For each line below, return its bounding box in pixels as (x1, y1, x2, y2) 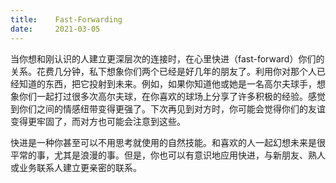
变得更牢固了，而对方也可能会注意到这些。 (10, 115, 186, 127)
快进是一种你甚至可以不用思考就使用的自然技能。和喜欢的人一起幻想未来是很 (10, 136, 326, 148)
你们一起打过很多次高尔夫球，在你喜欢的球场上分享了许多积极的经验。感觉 (18, 90, 326, 102)
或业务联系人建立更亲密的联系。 (10, 161, 142, 173)
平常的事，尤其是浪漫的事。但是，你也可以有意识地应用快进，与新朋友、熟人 (10, 149, 326, 161)
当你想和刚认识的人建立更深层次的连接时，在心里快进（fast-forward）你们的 (10, 52, 325, 65)
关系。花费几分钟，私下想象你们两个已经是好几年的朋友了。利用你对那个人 (10, 65, 317, 77)
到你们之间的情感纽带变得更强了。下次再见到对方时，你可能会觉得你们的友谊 (10, 102, 326, 115)
